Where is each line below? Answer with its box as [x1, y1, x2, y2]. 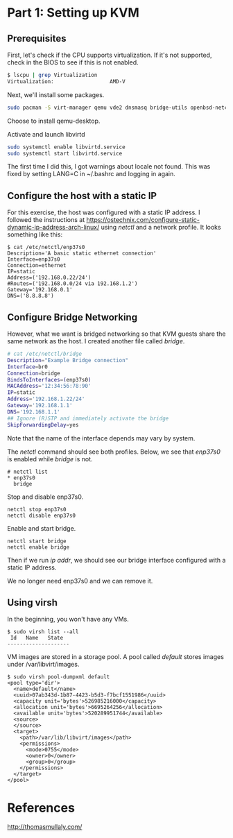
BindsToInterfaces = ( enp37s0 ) [7, 376, 92, 383]
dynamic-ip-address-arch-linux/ [7, 223, 100, 232]
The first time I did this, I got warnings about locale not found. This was [7, 162, 211, 171]
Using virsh [7, 597, 58, 608]
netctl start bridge [7, 538, 67, 545]
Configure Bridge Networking [7, 311, 137, 323]
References [7, 800, 75, 816]
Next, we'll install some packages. [7, 90, 105, 99]
